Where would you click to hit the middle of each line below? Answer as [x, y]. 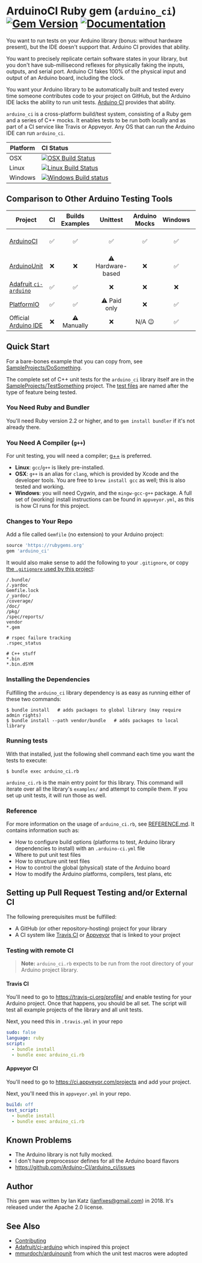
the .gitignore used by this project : [50, 569]
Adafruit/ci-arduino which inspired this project [72, 1247]
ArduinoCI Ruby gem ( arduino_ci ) [91, 11]
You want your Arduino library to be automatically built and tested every [95, 89]
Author [20, 1186]
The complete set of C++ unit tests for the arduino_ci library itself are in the [100, 379]
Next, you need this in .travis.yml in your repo [65, 1022]
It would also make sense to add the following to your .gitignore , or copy [97, 563]
